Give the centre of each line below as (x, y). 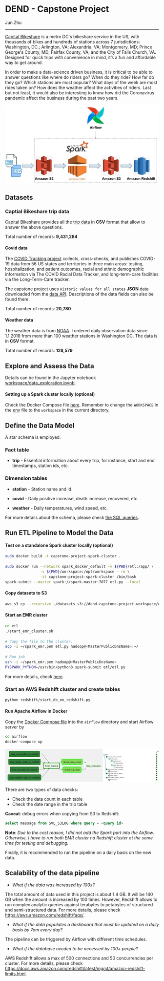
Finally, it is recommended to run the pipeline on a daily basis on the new (78, 853)
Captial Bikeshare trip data (37, 211)
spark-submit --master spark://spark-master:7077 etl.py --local (73, 582)
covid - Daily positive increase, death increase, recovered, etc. (75, 498)
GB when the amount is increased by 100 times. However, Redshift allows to (81, 899)
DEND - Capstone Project (57, 9)
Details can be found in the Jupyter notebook (51, 378)
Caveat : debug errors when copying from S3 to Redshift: (62, 814)
